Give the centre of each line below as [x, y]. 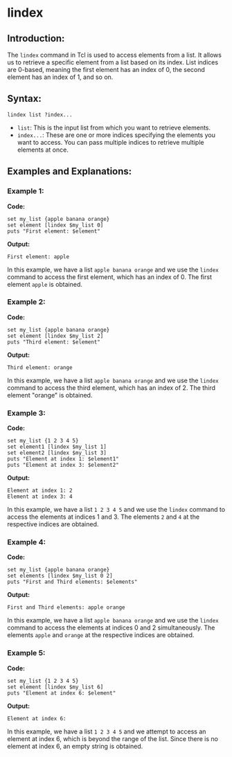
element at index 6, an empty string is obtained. [75, 746]
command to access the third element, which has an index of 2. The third [111, 388]
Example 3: [27, 413]
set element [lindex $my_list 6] [55, 687]
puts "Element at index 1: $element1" [63, 459]
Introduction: [36, 38]
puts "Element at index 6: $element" [62, 693]
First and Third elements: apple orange [66, 607]
